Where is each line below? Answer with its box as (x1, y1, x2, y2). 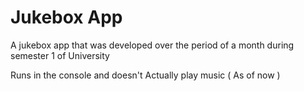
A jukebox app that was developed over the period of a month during (10, 39, 295, 51)
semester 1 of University (10, 49, 110, 61)
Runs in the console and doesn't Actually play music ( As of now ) (10, 69, 281, 81)
